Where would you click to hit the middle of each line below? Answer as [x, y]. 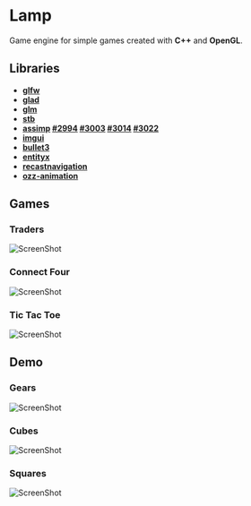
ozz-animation [50, 176]
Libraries [35, 69]
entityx [36, 157]
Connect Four [39, 272]
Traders [27, 229]
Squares [28, 473]
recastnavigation [55, 166]
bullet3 [36, 147]
